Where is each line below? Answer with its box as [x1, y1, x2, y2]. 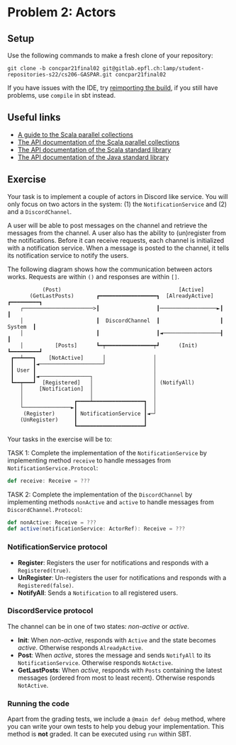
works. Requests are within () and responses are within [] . [7, 272, 179, 280]
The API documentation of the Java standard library [17, 153, 169, 161]
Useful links [7, 111, 62, 124]
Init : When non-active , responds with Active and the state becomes [17, 635, 216, 644]
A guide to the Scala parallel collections [17, 130, 133, 139]
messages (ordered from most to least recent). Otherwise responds [17, 673, 215, 682]
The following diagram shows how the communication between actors [7, 265, 213, 273]
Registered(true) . [17, 566, 71, 574]
